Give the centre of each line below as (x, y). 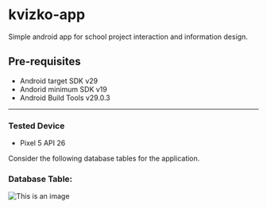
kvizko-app (47, 15)
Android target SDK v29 (58, 80)
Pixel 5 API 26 (43, 143)
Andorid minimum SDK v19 (63, 89)
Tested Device (37, 126)
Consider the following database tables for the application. (104, 159)
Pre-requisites (44, 62)
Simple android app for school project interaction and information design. (128, 37)
